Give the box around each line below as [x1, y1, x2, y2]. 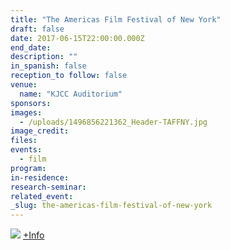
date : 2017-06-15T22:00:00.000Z [10, 33, 145, 43]
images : [10, 107, 43, 118]
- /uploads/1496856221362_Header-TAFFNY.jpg [19, 117, 208, 127]
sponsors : [10, 98, 52, 108]
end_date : [10, 42, 52, 53]
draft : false [10, 24, 65, 34]
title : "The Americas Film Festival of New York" [10, 14, 222, 25]
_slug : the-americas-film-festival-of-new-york [10, 201, 213, 211]
